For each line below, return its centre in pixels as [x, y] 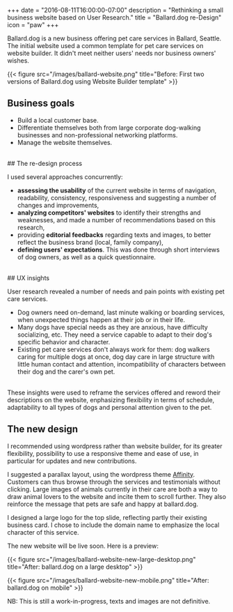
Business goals [41, 104]
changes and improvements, [58, 205]
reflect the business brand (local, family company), [90, 242]
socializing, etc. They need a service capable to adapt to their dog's [114, 335]
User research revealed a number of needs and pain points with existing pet [116, 291]
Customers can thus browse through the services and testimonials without [114, 482]
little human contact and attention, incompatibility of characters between [121, 364]
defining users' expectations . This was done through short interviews [119, 250]
